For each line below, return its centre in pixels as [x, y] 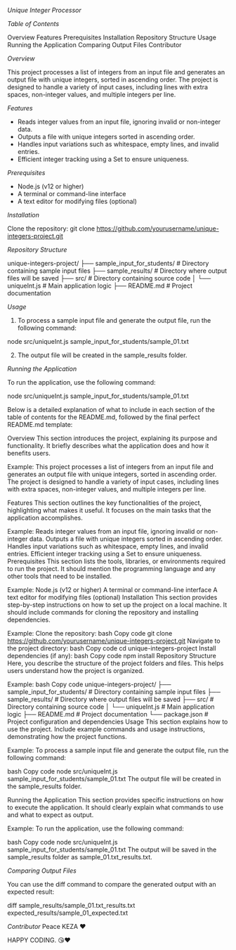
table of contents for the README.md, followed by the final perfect [104, 417]
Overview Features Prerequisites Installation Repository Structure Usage [112, 37]
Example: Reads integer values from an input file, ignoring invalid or [105, 531]
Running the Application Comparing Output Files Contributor [94, 45]
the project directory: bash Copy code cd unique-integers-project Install [112, 648]
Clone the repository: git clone [51, 229]
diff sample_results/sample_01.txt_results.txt [71, 905]
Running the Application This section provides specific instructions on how [115, 800]
